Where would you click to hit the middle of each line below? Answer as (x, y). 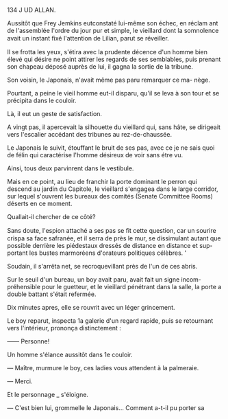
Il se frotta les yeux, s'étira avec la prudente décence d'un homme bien (107, 52)
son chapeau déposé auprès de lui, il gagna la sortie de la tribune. (100, 67)
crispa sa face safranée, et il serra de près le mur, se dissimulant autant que (114, 238)
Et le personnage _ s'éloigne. (48, 395)
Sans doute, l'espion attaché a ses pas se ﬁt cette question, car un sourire (112, 230)
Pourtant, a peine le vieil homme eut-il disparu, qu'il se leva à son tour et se (113, 93)
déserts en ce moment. (40, 203)
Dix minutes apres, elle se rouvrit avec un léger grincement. (91, 307)
